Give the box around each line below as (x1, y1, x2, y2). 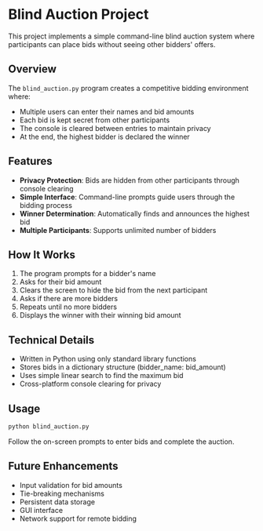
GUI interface (19, 505, 64, 515)
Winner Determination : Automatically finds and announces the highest (19, 209, 250, 218)
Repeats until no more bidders (19, 302, 118, 311)
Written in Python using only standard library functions (19, 355, 196, 364)
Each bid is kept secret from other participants (19, 115, 170, 125)
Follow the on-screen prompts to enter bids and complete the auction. (8, 437, 235, 446)
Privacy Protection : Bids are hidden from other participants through (19, 175, 239, 185)
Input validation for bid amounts (19, 480, 123, 489)
